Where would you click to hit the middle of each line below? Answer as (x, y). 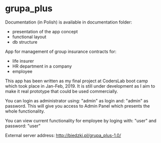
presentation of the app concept (45, 31)
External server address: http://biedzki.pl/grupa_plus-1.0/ (63, 135)
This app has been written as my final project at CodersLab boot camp (77, 81)
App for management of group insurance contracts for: (61, 51)
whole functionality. (25, 111)
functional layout (29, 37)
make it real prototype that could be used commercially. (62, 91)
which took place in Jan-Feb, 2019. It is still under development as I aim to (80, 86)
